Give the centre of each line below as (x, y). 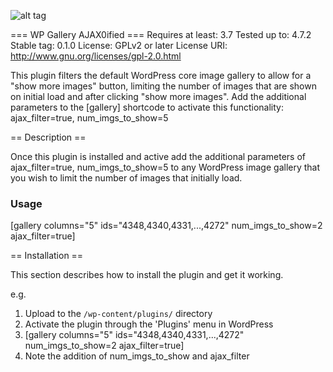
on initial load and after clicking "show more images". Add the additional (158, 96)
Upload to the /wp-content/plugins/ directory (118, 314)
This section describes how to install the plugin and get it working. (147, 275)
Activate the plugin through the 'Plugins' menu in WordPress (149, 324)
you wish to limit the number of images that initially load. (126, 178)
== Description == (48, 137)
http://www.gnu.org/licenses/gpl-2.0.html (96, 56)
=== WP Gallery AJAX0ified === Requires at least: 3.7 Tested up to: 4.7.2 (161, 34)
